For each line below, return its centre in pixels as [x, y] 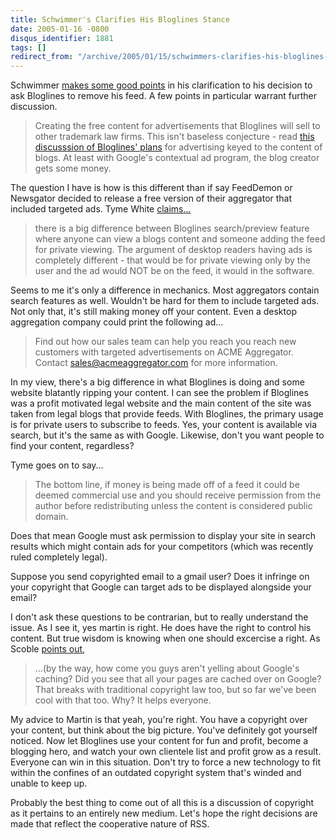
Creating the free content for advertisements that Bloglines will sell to [177, 126]
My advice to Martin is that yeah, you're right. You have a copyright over [159, 720]
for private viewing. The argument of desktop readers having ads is [173, 250]
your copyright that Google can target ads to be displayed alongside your [161, 587]
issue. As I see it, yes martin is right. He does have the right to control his [161, 628]
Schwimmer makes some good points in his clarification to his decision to [161, 85]
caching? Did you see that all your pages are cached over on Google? [178, 679]
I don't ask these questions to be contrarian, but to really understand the [159, 617]
